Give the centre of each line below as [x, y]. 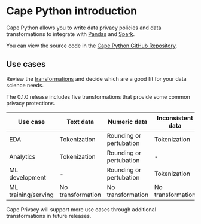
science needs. [25, 85]
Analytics [22, 156]
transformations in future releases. [49, 216]
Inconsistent [175, 118]
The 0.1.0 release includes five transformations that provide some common [98, 96]
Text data [80, 122]
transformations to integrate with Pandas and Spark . [71, 34]
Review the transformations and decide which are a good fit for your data [96, 78]
